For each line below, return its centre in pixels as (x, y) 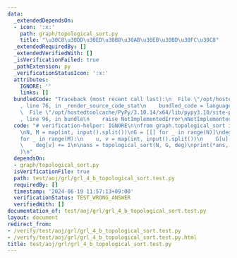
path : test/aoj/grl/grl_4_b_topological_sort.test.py (94, 178)
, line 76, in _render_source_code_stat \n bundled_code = (111, 106)
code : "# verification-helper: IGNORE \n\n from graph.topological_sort (120, 125)
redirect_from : (30, 224)
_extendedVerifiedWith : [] (53, 54)
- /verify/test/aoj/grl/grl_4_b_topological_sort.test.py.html (102, 238)
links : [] (35, 93)
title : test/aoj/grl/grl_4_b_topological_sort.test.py (90, 244)
